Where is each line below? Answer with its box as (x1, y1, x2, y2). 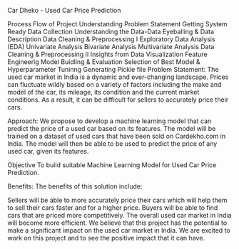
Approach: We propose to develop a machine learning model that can (7, 117, 212, 125)
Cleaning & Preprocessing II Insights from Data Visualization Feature (7, 50, 208, 58)
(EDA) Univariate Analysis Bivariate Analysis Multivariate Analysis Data (7, 43, 215, 51)
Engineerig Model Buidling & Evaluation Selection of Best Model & (7, 58, 200, 66)
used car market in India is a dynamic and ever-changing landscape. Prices (7, 73, 229, 81)
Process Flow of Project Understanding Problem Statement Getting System (7, 20, 228, 28)
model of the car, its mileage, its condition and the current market (7, 88, 200, 96)
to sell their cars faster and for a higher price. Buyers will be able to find (7, 203, 218, 212)
